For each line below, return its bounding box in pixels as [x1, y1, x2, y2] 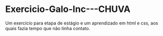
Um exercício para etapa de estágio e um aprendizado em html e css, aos [5, 20, 158, 26]
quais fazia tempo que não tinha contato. [5, 25, 90, 31]
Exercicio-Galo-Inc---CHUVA [5, 3, 131, 15]
